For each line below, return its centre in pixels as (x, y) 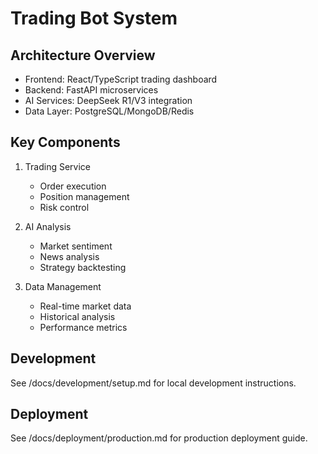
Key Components (65, 142)
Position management (84, 196)
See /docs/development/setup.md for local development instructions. (153, 383)
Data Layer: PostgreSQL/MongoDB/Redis (109, 111)
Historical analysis (77, 316)
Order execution (73, 186)
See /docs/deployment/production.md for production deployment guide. (159, 438)
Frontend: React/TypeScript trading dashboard (121, 79)
